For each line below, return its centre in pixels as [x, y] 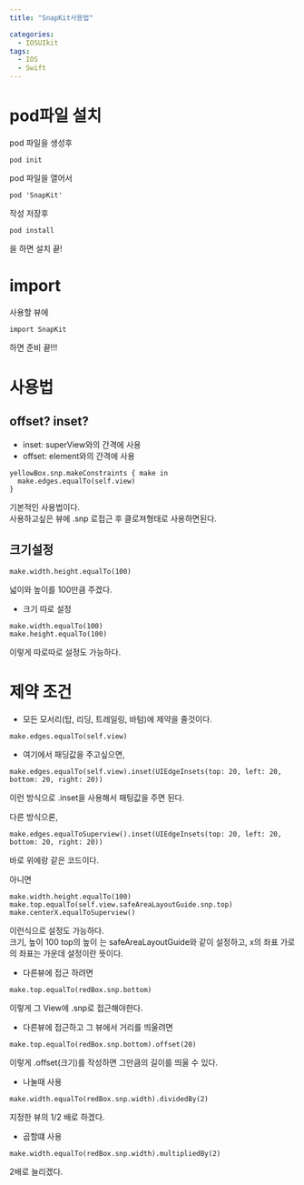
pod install [32, 230]
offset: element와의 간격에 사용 [78, 456]
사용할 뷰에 [29, 312]
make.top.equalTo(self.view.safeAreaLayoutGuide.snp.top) [121, 904]
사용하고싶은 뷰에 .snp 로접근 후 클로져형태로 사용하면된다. [113, 518]
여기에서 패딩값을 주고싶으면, [74, 754]
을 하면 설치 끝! [36, 248]
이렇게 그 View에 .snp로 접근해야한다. [76, 1008]
